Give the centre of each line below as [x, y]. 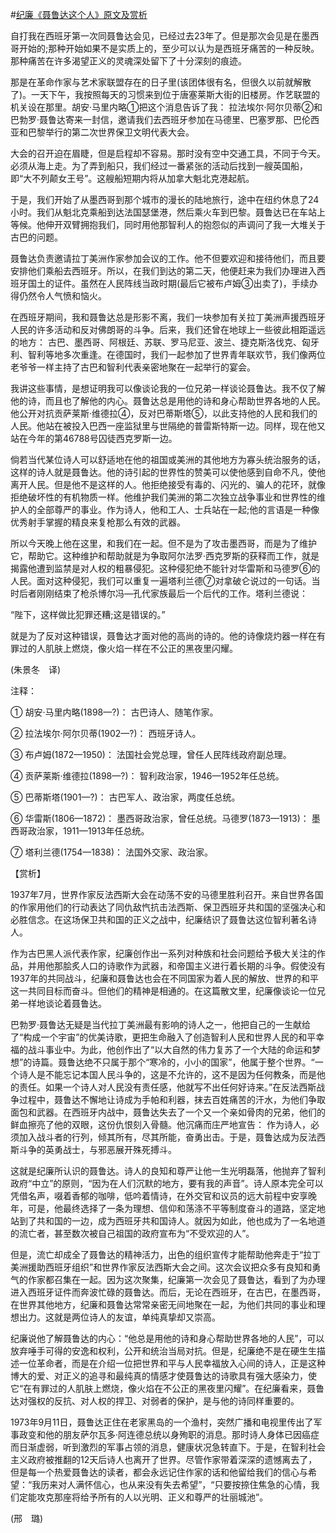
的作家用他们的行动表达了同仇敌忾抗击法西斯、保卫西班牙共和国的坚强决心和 [168, 907]
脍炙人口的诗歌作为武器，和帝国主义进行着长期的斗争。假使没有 [194, 966]
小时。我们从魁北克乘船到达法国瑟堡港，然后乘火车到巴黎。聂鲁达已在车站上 [168, 212]
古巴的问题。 [36, 237]
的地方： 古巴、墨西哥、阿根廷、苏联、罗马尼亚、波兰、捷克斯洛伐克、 [156, 342]
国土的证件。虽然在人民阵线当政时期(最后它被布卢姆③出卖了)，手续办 [172, 283]
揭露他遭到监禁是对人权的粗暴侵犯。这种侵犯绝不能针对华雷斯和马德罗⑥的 [165, 568]
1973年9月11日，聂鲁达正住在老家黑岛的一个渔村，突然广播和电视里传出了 [162, 1422]
